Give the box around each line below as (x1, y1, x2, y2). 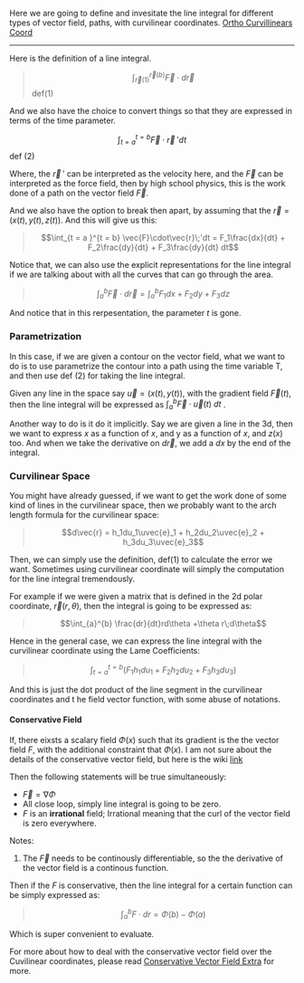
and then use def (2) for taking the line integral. (9, 370, 185, 381)
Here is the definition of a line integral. (9, 53, 152, 63)
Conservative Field (9, 714, 82, 725)
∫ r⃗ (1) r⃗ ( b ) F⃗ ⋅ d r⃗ (131, 71, 195, 85)
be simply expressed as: (9, 890, 100, 901)
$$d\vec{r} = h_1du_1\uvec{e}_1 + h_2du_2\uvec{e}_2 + (62, 527, 265, 538)
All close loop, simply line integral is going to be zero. (22, 798, 222, 809)
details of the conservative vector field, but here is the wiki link (9, 754, 243, 765)
